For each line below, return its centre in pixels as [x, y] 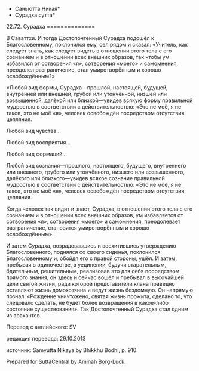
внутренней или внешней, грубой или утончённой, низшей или [87, 94]
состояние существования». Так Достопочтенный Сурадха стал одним [97, 309]
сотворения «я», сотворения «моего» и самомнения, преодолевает [94, 221]
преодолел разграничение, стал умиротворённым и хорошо [84, 70]
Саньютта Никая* [37, 9]
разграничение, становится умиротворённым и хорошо [78, 228]
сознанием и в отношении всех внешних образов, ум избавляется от [95, 215]
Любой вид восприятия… [38, 142]
